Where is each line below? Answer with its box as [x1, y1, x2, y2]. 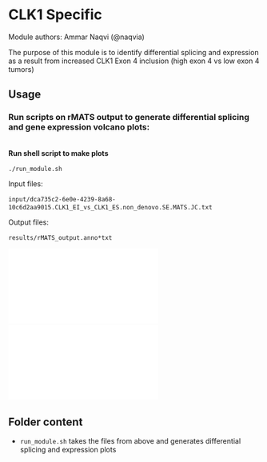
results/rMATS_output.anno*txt [8, 233, 113, 241]
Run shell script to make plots [8, 148, 109, 157]
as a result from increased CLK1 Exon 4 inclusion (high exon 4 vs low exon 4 [8, 56, 260, 66]
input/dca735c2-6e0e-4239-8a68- [8, 195, 116, 203]
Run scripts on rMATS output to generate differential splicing [8, 112, 250, 123]
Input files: [8, 178, 43, 189]
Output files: [8, 217, 50, 227]
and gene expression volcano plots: [8, 121, 150, 133]
